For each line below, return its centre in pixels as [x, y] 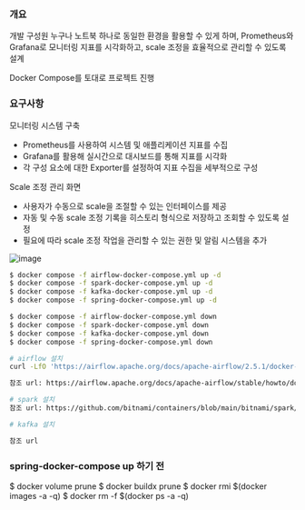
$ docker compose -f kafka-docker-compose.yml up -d [111, 292]
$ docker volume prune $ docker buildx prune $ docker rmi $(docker [138, 486]
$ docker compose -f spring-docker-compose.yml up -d [113, 300]
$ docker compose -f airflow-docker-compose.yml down [113, 317]
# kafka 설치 [32, 425]
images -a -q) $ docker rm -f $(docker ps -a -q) [99, 496]
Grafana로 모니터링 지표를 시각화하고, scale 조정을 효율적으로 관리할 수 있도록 [148, 47]
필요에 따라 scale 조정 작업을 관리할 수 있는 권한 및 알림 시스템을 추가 [145, 240]
